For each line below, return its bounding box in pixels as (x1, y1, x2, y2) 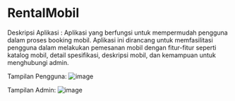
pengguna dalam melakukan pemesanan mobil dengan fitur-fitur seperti (7, 43, 217, 52)
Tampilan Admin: (7, 85, 56, 94)
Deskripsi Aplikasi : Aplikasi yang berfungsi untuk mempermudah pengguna (7, 28, 228, 37)
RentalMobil (7, 5, 80, 21)
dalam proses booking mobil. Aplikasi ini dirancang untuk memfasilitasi (7, 35, 213, 44)
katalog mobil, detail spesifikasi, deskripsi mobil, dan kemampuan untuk (7, 51, 217, 59)
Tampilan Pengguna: (7, 72, 67, 81)
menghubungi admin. (7, 58, 69, 66)
